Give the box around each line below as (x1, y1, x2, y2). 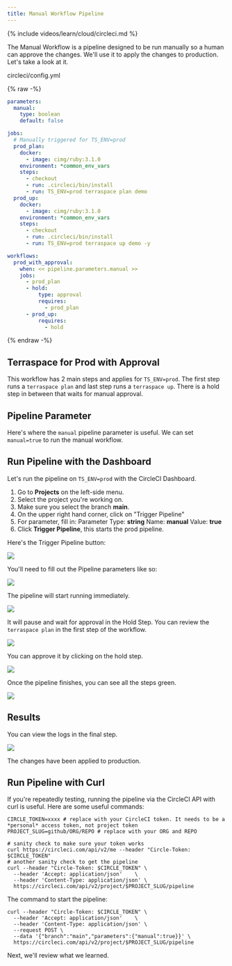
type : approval (38, 292, 82, 299)
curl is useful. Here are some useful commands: (7, 802, 144, 811)
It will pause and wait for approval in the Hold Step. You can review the (7, 617, 210, 626)
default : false (19, 118, 64, 125)
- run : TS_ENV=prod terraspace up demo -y (25, 240, 151, 247)
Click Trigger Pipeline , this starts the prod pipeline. (17, 525, 165, 533)
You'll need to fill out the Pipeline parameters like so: (7, 564, 158, 573)
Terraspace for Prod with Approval (7, 356, 160, 368)
